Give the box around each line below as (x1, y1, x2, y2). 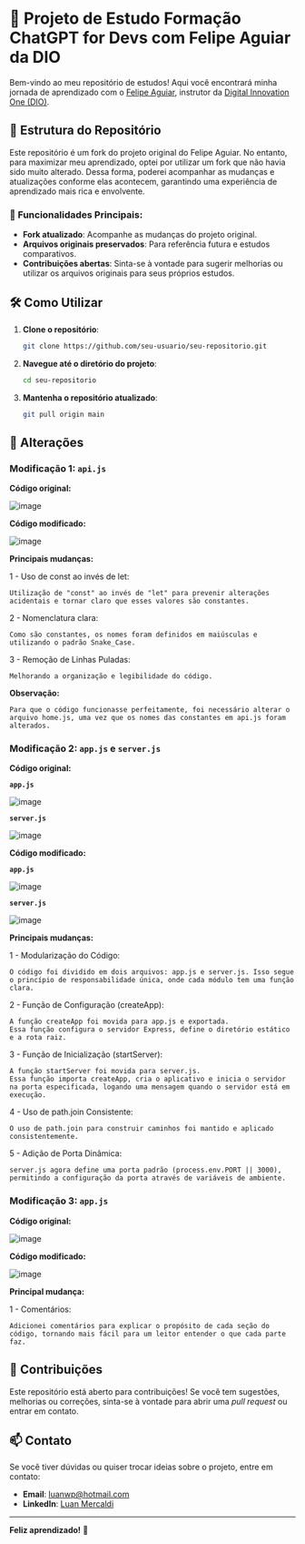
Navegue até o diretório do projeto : (22, 358, 157, 369)
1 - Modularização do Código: (9, 950, 121, 961)
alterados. (9, 721, 51, 731)
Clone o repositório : (22, 323, 100, 335)
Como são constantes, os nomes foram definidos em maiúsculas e (9, 630, 258, 640)
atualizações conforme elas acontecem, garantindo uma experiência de (9, 176, 278, 187)
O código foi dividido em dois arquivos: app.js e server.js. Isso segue (9, 968, 295, 977)
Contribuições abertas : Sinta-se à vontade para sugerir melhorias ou (22, 259, 283, 269)
